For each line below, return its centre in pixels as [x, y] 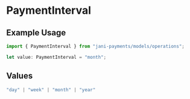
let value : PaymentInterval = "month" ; [56, 57]
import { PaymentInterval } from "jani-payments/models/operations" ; [96, 46]
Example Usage [36, 33]
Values [20, 76]
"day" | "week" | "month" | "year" [51, 90]
